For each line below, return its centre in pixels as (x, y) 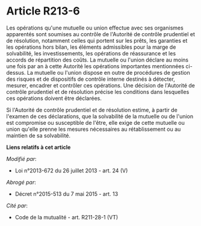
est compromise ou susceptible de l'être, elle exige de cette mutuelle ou (95, 122)
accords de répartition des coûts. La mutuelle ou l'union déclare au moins (97, 60)
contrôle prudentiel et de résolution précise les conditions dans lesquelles (98, 92)
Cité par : (17, 206)
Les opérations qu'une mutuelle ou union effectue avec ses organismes (95, 28)
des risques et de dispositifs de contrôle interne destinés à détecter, (91, 79)
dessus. (16, 72)
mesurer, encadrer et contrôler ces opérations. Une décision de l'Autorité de (101, 85)
